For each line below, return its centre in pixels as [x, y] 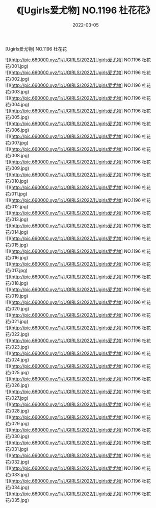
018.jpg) [20, 283]
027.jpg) [20, 398]
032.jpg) [20, 462]
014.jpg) [20, 232]
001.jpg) [20, 66]
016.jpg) [20, 257]
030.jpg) [20, 436]
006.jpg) [20, 130]
